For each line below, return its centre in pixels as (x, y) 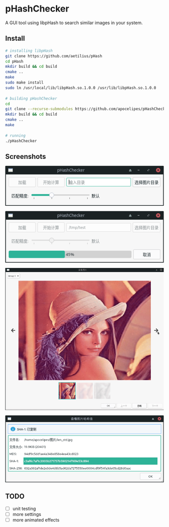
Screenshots (26, 156)
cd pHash (14, 61)
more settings (27, 514)
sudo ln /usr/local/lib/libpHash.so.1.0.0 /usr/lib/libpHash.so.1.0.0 (81, 88)
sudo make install (24, 82)
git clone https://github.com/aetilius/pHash (54, 56)
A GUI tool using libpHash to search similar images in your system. (74, 23)
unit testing (24, 508)
